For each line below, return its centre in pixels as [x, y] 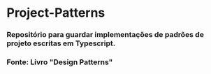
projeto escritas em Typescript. [61, 43]
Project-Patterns [56, 13]
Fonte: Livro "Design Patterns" [60, 62]
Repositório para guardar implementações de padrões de [105, 35]
